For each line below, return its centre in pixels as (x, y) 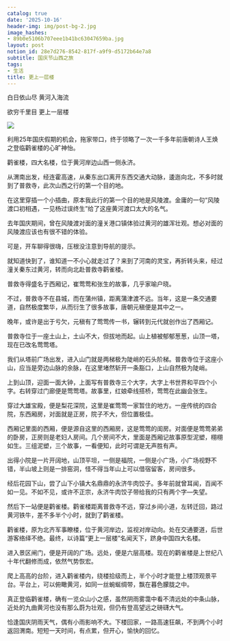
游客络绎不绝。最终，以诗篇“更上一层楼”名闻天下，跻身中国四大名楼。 (106, 538)
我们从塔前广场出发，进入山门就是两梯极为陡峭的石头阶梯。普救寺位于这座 (112, 360)
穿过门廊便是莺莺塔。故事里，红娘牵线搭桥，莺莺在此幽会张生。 (120, 391)
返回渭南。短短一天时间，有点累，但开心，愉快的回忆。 (85, 631)
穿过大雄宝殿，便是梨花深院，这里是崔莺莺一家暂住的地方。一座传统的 (106, 405)
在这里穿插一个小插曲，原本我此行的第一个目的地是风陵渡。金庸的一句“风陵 (114, 200)
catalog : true (27, 13)
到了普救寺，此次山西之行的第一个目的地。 (67, 186)
